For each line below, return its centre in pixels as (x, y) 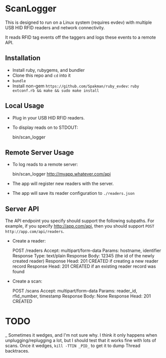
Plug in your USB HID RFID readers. (49, 118)
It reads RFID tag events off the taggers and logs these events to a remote (81, 37)
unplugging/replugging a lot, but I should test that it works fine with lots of (81, 341)
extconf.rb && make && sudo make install (55, 90)
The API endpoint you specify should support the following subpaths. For (80, 221)
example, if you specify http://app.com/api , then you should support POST (80, 226)
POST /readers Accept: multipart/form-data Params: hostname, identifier (86, 250)
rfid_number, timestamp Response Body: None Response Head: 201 (82, 296)
